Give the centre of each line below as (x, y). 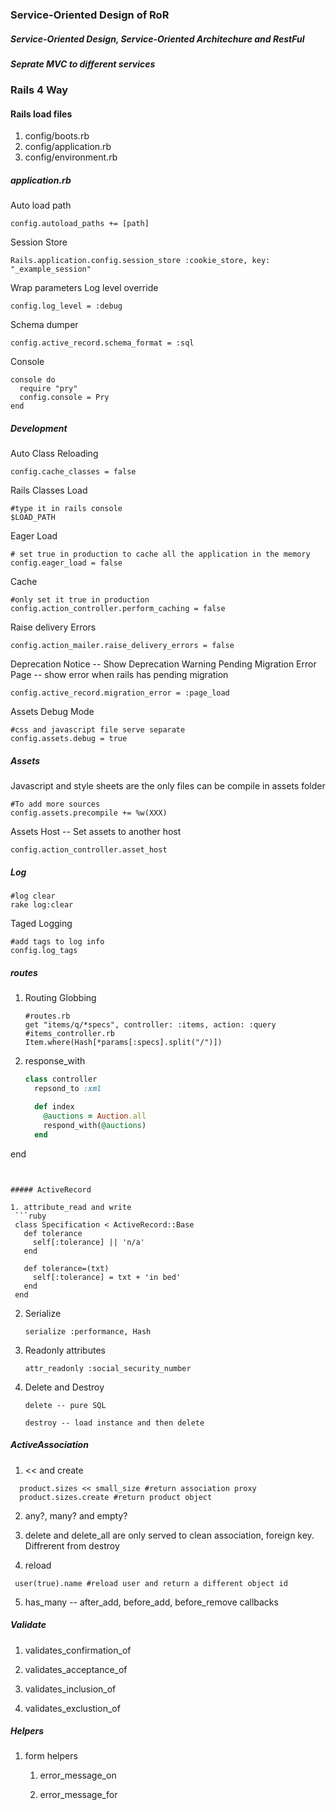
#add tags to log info (57, 942)
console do (33, 380)
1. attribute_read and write (71, 1207)
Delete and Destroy (64, 1387)
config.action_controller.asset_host (89, 850)
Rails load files (41, 114)
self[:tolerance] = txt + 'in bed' (107, 1277)
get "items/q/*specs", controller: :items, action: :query (150, 1025)
